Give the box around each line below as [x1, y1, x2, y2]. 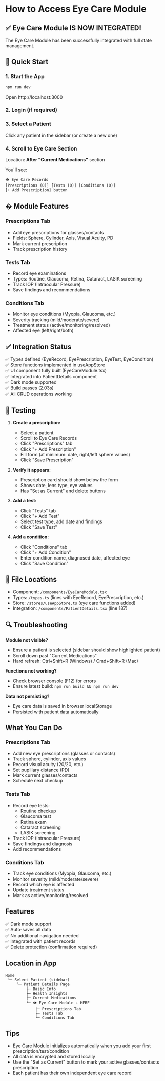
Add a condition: [12, 534, 49, 540]
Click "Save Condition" [20, 560, 69, 566]
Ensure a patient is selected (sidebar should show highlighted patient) [12, 647, 160, 653]
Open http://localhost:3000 [5, 94, 63, 100]
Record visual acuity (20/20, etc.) [12, 761, 84, 768]
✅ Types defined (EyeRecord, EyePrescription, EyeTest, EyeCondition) [5, 356, 154, 362]
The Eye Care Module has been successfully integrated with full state [5, 37, 152, 43]
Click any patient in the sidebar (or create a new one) [5, 132, 118, 138]
